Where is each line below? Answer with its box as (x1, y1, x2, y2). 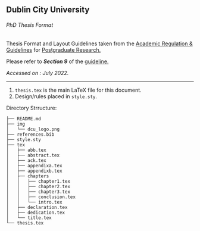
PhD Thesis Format (6, 21, 54, 29)
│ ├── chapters (6, 173, 49, 179)
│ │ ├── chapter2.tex (6, 183, 70, 189)
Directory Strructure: (6, 104, 57, 111)
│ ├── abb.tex (6, 147, 46, 153)
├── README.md (6, 115, 42, 121)
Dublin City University (6, 5, 90, 15)
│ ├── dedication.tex (6, 210, 65, 216)
